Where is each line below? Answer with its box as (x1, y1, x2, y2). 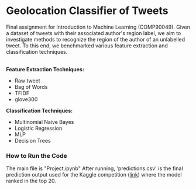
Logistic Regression (14, 125, 63, 132)
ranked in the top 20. (6, 177, 57, 185)
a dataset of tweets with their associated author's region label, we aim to (6, 29, 181, 36)
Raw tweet (14, 77, 40, 84)
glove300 (14, 95, 38, 103)
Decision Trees (14, 137, 51, 144)
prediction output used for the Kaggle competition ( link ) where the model (6, 171, 183, 178)
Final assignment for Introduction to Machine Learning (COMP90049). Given (6, 23, 191, 30)
